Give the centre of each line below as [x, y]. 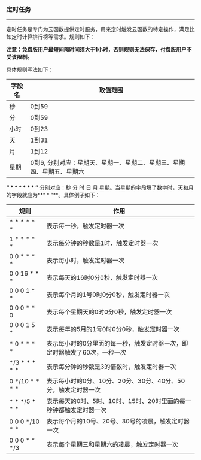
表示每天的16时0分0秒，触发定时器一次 [102, 278]
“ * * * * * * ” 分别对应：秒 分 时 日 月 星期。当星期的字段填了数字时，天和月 [100, 187]
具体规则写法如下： [30, 69]
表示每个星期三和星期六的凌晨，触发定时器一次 [112, 444]
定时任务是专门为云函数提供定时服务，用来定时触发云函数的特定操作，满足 [98, 29]
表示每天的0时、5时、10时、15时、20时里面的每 [116, 401]
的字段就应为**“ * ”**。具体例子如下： [53, 195]
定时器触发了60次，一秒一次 [86, 353]
